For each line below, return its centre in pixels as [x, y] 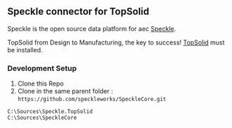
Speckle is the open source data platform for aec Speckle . [92, 28]
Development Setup [42, 68]
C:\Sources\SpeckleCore [42, 118]
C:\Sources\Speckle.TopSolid [50, 112]
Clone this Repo [41, 83]
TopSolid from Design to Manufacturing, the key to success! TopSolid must [116, 42]
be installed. [25, 50]
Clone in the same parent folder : [65, 91]
